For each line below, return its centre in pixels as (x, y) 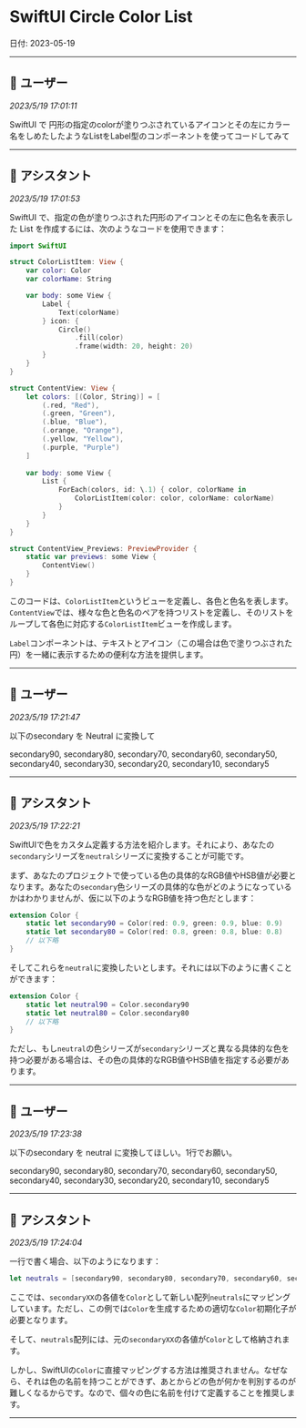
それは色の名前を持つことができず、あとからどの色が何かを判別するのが (161, 1381)
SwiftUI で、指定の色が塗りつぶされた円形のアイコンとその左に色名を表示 (147, 217)
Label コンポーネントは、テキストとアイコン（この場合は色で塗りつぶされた (151, 643)
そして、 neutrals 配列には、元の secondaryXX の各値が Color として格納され (146, 1339)
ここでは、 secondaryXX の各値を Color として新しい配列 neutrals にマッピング (150, 1297)
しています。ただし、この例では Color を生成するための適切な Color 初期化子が (153, 1308)
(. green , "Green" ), (79, 413)
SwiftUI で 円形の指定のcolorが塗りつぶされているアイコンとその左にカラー (150, 124)
